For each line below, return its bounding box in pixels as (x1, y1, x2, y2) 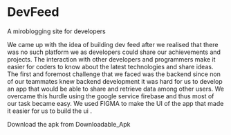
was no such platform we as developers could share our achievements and (7, 48, 221, 56)
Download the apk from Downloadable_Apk (7, 120, 131, 128)
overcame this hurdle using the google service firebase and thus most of (7, 91, 214, 100)
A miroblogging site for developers (7, 27, 106, 35)
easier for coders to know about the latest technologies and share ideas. (7, 62, 214, 71)
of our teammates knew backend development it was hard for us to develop (7, 77, 223, 85)
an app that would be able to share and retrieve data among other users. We (7, 84, 225, 93)
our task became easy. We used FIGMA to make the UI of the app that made (7, 99, 224, 107)
